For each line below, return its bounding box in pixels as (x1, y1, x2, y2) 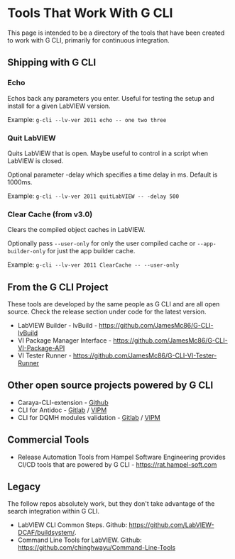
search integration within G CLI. (7, 507, 99, 516)
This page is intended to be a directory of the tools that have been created (7, 28, 225, 37)
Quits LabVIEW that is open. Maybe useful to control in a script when (7, 149, 208, 157)
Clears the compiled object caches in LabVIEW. (7, 226, 146, 234)
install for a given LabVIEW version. (7, 101, 111, 110)
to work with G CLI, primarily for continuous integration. (7, 35, 170, 44)
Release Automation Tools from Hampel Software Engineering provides (17, 453, 226, 461)
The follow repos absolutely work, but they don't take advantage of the (7, 499, 215, 508)
